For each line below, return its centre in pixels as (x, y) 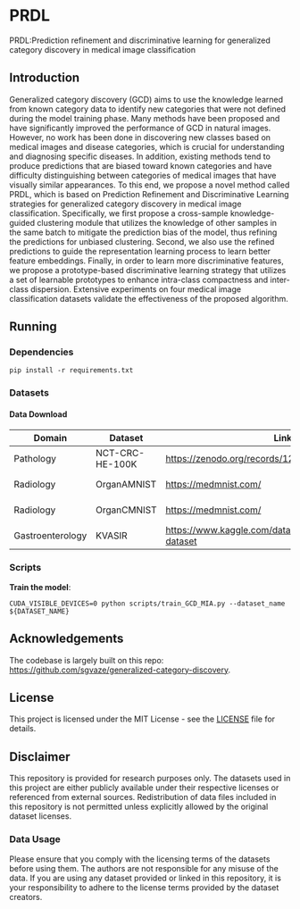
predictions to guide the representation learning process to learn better (140, 251)
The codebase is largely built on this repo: (87, 660)
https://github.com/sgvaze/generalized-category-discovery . (120, 670)
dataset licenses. (41, 816)
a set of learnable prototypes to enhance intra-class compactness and (139, 279)
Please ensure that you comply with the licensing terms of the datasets (140, 859)
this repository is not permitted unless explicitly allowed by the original (139, 807)
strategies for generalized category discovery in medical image (125, 204)
